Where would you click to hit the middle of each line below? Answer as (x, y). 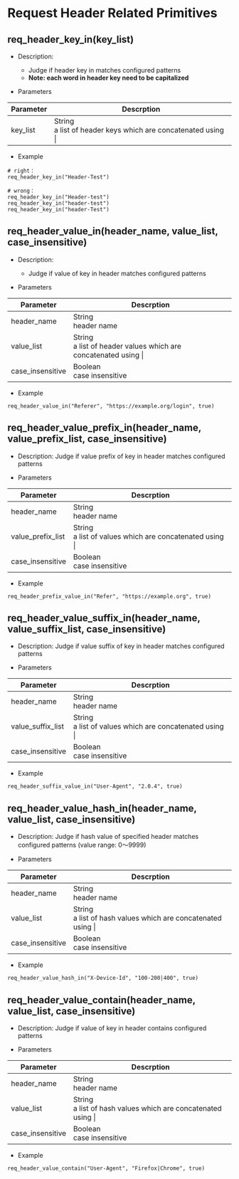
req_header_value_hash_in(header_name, (102, 808)
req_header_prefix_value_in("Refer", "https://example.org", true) (110, 596)
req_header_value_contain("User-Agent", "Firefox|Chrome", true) (106, 1168)
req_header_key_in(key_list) (70, 39)
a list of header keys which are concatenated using (139, 130)
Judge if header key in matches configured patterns (105, 70)
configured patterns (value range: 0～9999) (82, 845)
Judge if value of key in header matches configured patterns (117, 273)
